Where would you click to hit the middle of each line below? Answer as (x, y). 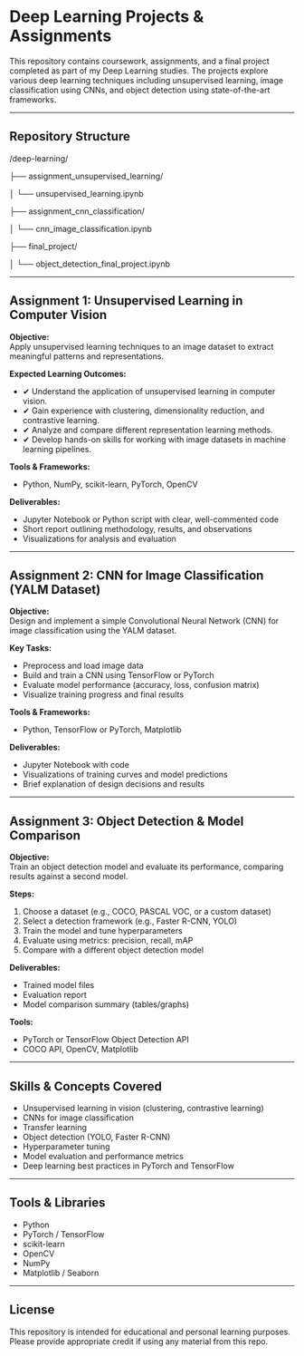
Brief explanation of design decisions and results (114, 784)
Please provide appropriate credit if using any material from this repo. (139, 1341)
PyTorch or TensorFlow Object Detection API (106, 1040)
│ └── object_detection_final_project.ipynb (90, 264)
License (32, 1310)
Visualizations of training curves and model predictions (125, 775)
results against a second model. (69, 877)
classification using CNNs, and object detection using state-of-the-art (140, 90)
